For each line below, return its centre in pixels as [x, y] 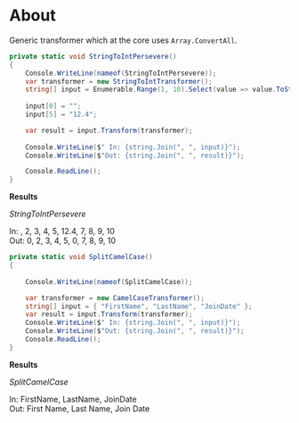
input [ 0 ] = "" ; [53, 106]
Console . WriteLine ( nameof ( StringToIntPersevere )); [121, 73]
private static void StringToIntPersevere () [93, 56]
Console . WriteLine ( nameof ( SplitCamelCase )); [109, 281]
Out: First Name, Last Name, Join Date [80, 408]
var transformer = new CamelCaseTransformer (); [115, 298]
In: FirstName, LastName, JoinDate [73, 399]
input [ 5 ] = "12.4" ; [61, 115]
